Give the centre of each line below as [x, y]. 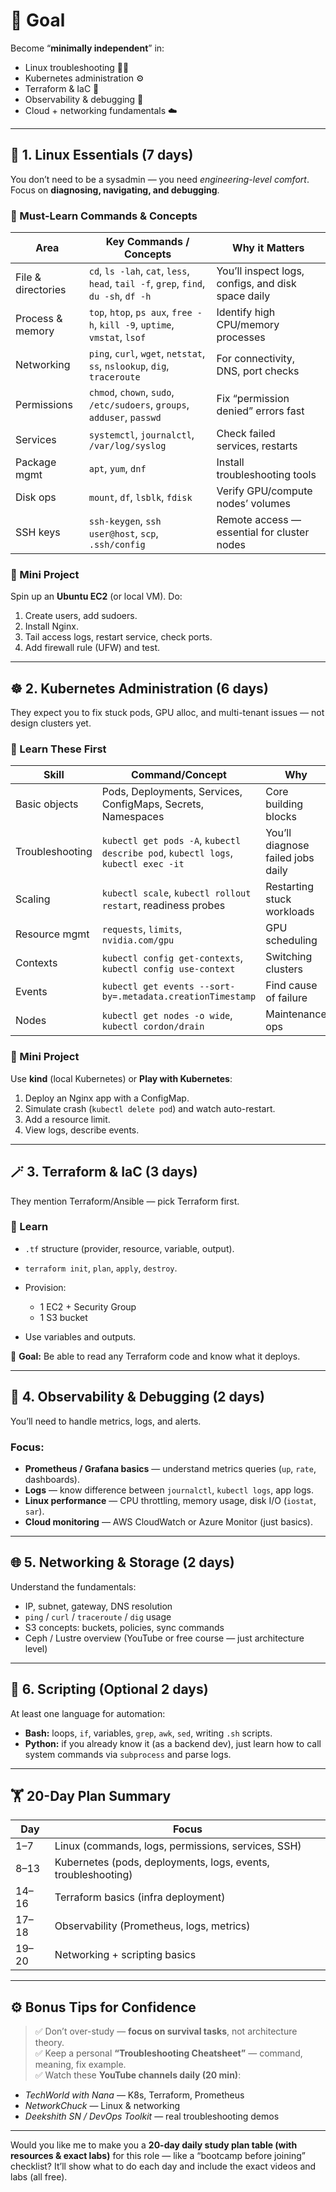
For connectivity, [256, 359]
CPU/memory [248, 325]
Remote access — [259, 520]
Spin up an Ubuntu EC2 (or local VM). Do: [96, 596]
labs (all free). [39, 2177]
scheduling [291, 941]
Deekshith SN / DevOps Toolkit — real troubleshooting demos [152, 2116]
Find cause [291, 986]
